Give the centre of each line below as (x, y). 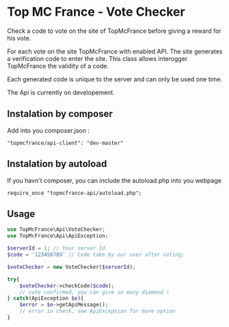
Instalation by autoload (57, 164)
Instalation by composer (60, 114)
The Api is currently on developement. (61, 92)
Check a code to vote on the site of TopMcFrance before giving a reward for (114, 31)
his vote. (19, 38)
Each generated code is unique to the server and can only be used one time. (115, 79)
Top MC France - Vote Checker (96, 12)
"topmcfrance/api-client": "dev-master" (66, 143)
